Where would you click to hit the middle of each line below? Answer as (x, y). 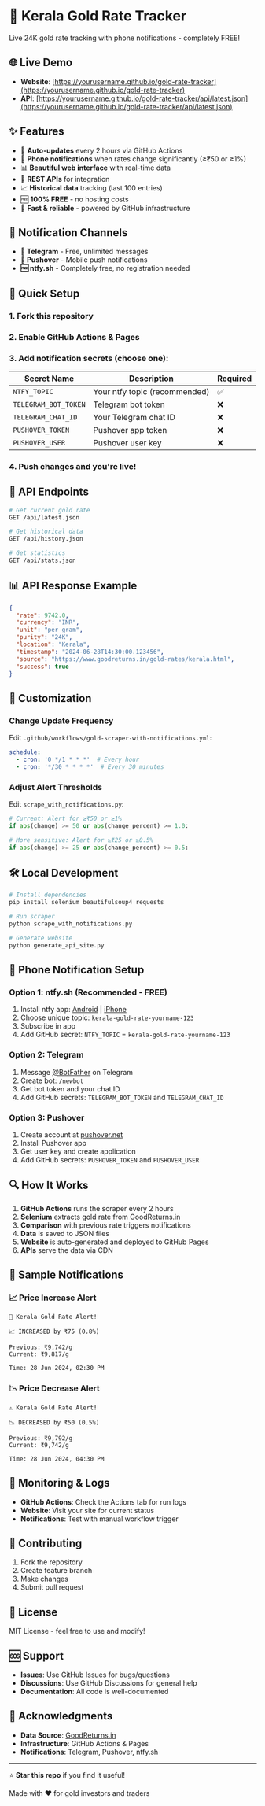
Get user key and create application (78, 1151)
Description (151, 379)
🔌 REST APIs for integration (65, 179)
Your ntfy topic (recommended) (151, 391)
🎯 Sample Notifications (66, 1275)
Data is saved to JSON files (64, 1233)
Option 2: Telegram (46, 1055)
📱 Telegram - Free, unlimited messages (84, 252)
